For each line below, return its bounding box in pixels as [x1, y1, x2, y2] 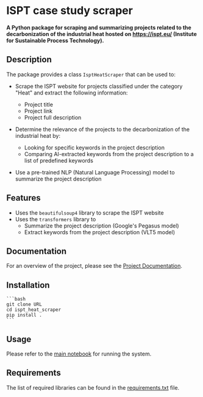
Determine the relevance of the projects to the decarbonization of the [15, 126, 190, 133]
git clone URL [6, 301, 43, 308]
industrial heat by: [15, 132, 61, 139]
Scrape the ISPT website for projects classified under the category [15, 82, 183, 90]
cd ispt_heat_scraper [6, 307, 62, 313]
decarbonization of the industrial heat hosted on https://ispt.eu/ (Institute [6, 30, 197, 37]
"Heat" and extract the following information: [15, 89, 128, 96]
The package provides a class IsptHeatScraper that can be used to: [6, 71, 176, 78]
